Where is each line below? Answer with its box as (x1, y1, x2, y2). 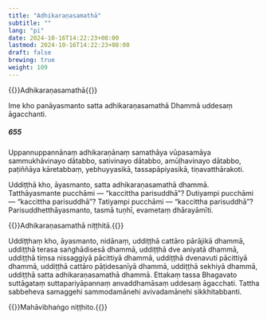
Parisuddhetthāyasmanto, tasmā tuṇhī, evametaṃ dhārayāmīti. (8, 205, 214, 215)
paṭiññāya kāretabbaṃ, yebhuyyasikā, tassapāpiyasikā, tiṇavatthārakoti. (8, 164, 245, 174)
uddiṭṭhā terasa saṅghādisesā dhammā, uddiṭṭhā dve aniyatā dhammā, (8, 244, 239, 254)
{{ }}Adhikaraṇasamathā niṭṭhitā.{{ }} (8, 220, 124, 230)
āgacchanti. (8, 109, 47, 119)
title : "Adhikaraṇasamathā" (8, 11, 102, 20)
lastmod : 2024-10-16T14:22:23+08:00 (8, 41, 130, 49)
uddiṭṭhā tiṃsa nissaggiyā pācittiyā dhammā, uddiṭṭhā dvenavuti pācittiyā (8, 252, 248, 263)
